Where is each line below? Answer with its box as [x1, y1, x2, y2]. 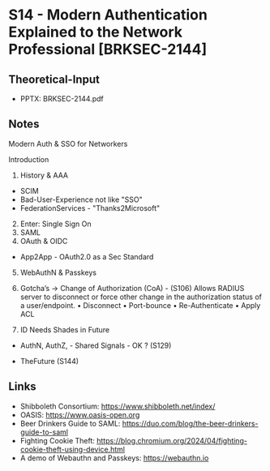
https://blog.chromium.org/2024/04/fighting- [96, 435, 247, 445]
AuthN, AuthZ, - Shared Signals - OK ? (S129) [19, 340, 172, 350]
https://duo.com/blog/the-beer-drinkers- [122, 418, 259, 428]
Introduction [8, 154, 49, 164]
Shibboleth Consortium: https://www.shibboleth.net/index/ [19, 401, 216, 411]
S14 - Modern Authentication [8, 6, 208, 24]
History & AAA [19, 170, 69, 180]
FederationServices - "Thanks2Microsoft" [19, 203, 161, 212]
